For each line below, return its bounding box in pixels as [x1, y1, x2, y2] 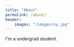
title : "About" [5, 7, 38, 13]
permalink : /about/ [5, 12, 47, 17]
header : [5, 17, 22, 22]
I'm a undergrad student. [5, 36, 58, 42]
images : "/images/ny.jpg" [14, 21, 70, 27]
